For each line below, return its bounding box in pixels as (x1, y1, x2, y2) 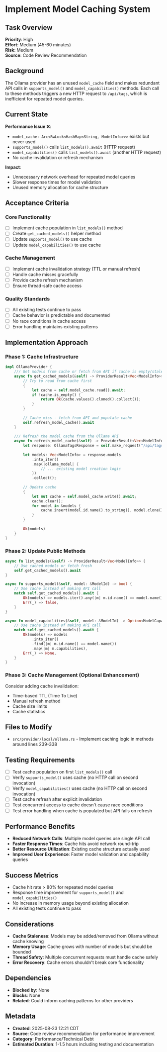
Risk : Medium (5, 47, 34, 53)
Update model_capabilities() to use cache (12, 242, 101, 248)
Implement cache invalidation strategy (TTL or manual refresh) (12, 266, 141, 272)
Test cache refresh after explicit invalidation (12, 796, 102, 802)
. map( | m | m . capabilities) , (31, 646, 88, 651)
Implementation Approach (5, 338, 88, 347)
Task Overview (5, 23, 53, 32)
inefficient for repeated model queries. (5, 96, 84, 101)
